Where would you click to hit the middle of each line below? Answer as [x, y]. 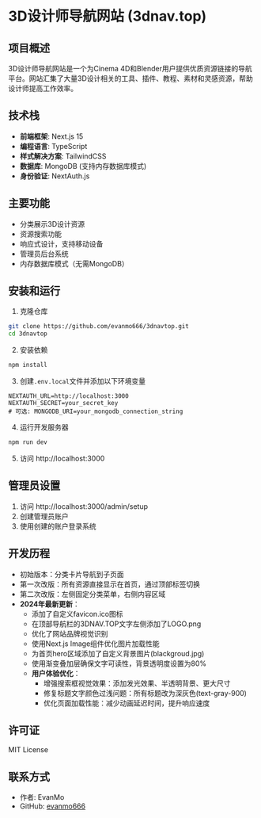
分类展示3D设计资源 [52, 224]
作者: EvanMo [42, 797]
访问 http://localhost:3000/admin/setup [84, 506]
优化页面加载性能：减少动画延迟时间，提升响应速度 [127, 703]
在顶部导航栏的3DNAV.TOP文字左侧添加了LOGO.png [116, 624]
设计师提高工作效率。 [43, 88]
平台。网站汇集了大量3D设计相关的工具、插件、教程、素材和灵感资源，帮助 [130, 78]
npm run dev [28, 442]
